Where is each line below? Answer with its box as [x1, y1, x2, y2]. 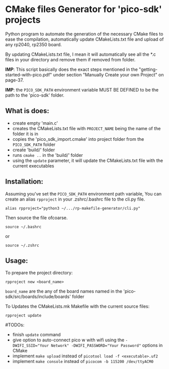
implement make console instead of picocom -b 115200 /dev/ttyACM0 [12, 358, 154, 364]
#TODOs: [5, 322, 25, 328]
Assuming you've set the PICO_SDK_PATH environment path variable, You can [5, 191, 162, 197]
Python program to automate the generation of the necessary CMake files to [5, 31, 163, 37]
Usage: [5, 256, 29, 265]
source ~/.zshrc [5, 243, 39, 248]
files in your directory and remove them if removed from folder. [5, 56, 136, 62]
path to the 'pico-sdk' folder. [5, 92, 64, 98]
